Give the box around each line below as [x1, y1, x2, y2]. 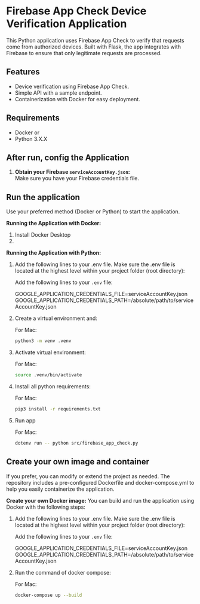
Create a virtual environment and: [14, 315, 97, 322]
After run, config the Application [6, 152, 130, 162]
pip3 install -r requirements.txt [14, 406, 101, 412]
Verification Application [6, 17, 127, 31]
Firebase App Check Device [6, 4, 147, 18]
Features [6, 67, 40, 77]
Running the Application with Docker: [6, 220, 101, 227]
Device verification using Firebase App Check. [14, 83, 130, 90]
